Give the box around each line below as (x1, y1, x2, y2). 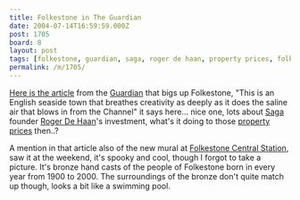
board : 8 (9, 37, 42, 47)
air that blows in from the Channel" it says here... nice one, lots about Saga (9, 106, 284, 117)
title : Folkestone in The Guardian (9, 12, 142, 22)
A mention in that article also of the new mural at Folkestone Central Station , (9, 142, 289, 153)
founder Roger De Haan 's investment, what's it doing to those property (9, 115, 271, 126)
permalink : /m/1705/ (9, 63, 87, 72)
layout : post (9, 46, 58, 55)
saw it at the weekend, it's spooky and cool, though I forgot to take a (9, 152, 262, 162)
